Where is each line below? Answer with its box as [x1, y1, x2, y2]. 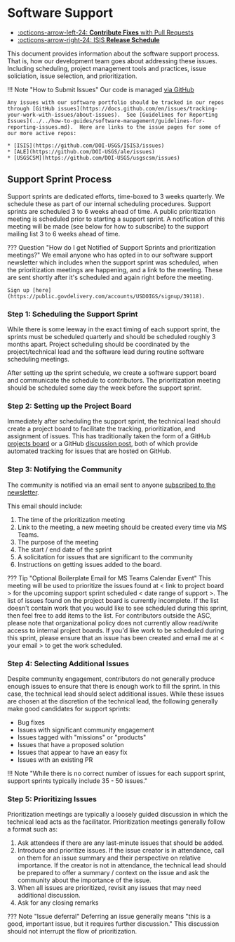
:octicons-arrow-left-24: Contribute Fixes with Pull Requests [17, 28, 194, 37]
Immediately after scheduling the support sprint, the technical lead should [7, 417, 221, 426]
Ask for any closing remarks [17, 898, 99, 907]
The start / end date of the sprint [17, 545, 112, 554]
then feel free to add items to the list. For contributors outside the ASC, [7, 611, 212, 620]
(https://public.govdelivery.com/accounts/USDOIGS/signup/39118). [7, 293, 206, 300]
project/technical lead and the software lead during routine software [7, 348, 205, 356]
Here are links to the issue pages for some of [79, 123, 221, 131]
